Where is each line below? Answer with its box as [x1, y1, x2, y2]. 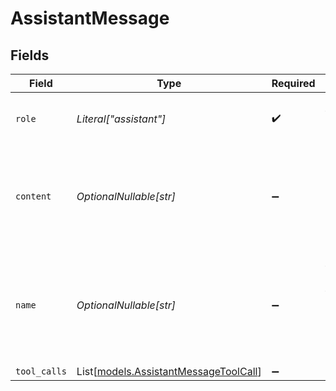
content [15, 191, 52, 202]
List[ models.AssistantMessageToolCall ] [76, 365, 262, 378]
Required [271, 77, 316, 90]
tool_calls [15, 366, 67, 377]
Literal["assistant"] [76, 112, 167, 126]
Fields [10, 47, 50, 64]
